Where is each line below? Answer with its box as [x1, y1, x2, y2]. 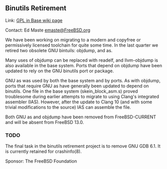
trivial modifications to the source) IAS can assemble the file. [5, 104, 131, 110]
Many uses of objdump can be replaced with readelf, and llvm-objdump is [5, 57, 158, 63]
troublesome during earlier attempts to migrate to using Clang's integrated [5, 93, 159, 99]
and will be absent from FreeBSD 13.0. [5, 119, 85, 125]
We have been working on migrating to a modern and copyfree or [5, 37, 141, 43]
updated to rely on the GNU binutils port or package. [5, 68, 114, 74]
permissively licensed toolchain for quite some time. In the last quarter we [5, 42, 158, 48]
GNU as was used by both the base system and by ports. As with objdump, [5, 77, 161, 83]
